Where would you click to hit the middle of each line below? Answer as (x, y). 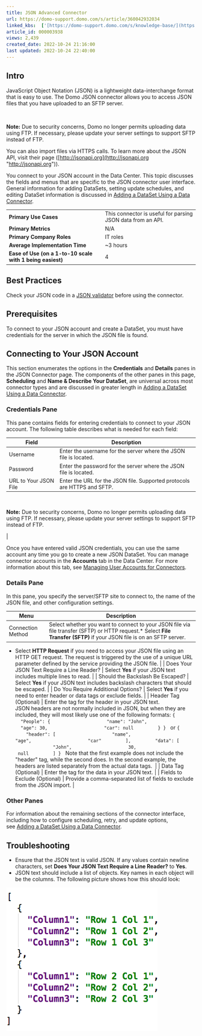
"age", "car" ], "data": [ (97, 740)
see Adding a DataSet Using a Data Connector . (64, 827)
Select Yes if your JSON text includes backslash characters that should (103, 683)
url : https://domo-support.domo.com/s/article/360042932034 (83, 19)
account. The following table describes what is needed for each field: (92, 429)
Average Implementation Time (47, 245)
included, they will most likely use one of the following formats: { (95, 715)
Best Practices (34, 281)
